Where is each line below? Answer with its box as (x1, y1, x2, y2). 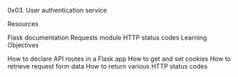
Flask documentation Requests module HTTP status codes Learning (7, 33, 207, 42)
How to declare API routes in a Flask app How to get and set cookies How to (7, 54, 232, 63)
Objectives (7, 41, 39, 49)
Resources (7, 20, 39, 28)
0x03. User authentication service (7, 6, 108, 14)
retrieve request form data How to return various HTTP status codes (7, 62, 208, 70)
